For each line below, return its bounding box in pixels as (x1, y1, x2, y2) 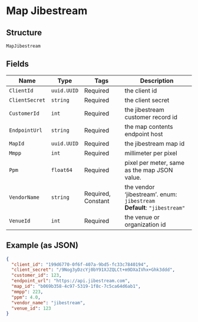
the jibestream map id (124, 140, 184, 148)
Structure (6, 28, 42, 38)
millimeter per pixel (124, 149, 178, 157)
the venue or (124, 213, 160, 221)
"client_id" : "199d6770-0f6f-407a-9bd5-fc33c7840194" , (11, 261, 149, 267)
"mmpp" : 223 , (11, 288, 44, 295)
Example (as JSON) (6, 240, 78, 251)
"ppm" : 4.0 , (11, 294, 41, 300)
